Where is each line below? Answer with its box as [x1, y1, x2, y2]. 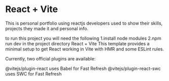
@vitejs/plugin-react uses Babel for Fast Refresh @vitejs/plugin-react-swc [5, 65, 161, 71]
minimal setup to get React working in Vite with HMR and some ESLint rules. [5, 46, 164, 52]
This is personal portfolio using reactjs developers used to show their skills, [5, 20, 163, 26]
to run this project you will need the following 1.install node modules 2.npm [5, 35, 161, 41]
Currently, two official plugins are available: [5, 55, 96, 61]
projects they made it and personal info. [5, 25, 89, 31]
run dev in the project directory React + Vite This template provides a [5, 40, 150, 46]
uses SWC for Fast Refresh [5, 70, 62, 76]
